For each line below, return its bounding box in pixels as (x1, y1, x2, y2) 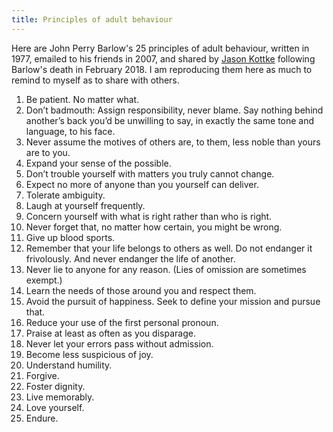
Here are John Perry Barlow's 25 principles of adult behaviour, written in (11, 42, 310, 54)
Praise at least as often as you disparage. (25, 327, 196, 339)
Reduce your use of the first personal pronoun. (25, 316, 219, 328)
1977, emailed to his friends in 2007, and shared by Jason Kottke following (11, 52, 316, 65)
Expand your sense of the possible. (25, 157, 172, 169)
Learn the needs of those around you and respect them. (25, 284, 257, 296)
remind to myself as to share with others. (11, 74, 180, 86)
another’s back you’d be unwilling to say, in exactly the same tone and (25, 114, 315, 126)
